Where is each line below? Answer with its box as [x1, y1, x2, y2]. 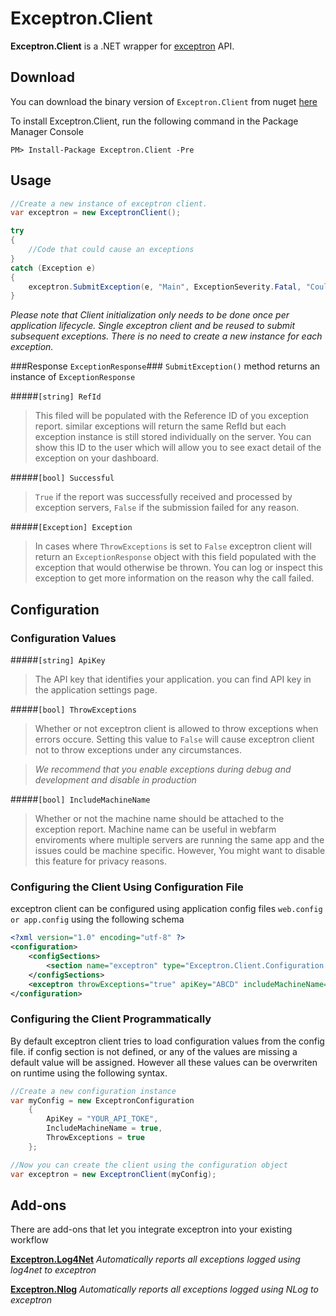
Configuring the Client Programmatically [10, 1012, 212, 1026]
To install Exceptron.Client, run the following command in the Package [10, 115, 299, 127]
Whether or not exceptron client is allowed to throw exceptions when [34, 723, 319, 734]
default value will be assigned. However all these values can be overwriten [10, 1056, 318, 1068]
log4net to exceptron [10, 1264, 97, 1276]
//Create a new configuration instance [10, 1086, 177, 1096]
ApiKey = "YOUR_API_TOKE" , [46, 1114, 159, 1124]
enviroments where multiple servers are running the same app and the [34, 834, 325, 846]
